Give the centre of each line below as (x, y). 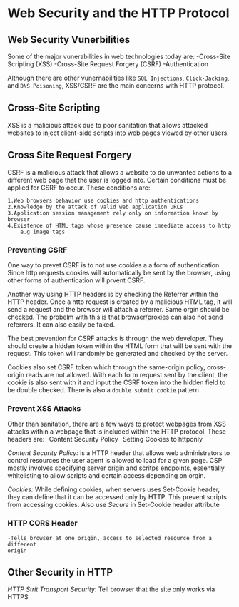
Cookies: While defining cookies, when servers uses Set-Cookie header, (113, 489)
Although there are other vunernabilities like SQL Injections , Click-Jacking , (118, 78)
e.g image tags (43, 232)
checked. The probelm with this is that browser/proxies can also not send (115, 317)
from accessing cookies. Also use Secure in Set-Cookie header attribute (113, 505)
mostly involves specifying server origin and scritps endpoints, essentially (116, 468)
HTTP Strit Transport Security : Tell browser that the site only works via (111, 589)
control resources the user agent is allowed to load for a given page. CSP (115, 461)
